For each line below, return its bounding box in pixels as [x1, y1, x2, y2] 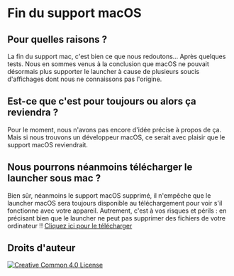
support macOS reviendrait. [7, 140, 89, 149]
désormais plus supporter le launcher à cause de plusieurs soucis [7, 68, 200, 75]
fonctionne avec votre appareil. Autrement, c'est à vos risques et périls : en [7, 206, 227, 215]
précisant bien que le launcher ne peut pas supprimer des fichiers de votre [7, 213, 225, 222]
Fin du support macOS [7, 5, 142, 21]
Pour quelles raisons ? [7, 33, 108, 46]
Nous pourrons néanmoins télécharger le [7, 161, 193, 174]
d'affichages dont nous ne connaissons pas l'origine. [7, 75, 162, 83]
